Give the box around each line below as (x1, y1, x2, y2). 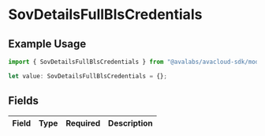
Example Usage (8, 37, 87, 51)
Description (107, 117, 154, 128)
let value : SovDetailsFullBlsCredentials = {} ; (8, 72, 168, 80)
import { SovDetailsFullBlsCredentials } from (8, 58, 164, 66)
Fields (8, 94, 39, 108)
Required (65, 117, 101, 128)
